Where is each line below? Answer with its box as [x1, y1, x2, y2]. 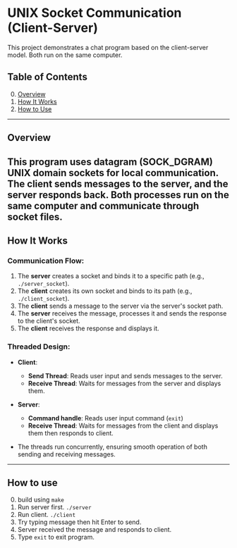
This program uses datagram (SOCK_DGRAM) [7, 156, 213, 168]
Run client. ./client [17, 511, 76, 519]
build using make [17, 495, 65, 504]
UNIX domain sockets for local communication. [7, 167, 219, 179]
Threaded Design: [7, 342, 71, 351]
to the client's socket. [17, 317, 80, 325]
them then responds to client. [28, 428, 114, 437]
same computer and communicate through [7, 199, 200, 212]
